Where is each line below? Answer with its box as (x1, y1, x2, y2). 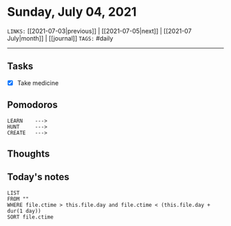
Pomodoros (7, 99, 58, 111)
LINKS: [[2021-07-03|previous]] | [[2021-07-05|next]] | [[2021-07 (7, 27, 192, 35)
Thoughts (7, 148, 50, 160)
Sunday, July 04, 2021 (7, 4, 137, 20)
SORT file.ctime (7, 214, 54, 221)
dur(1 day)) (7, 207, 41, 214)
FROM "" (7, 195, 30, 203)
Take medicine (16, 78, 59, 87)
